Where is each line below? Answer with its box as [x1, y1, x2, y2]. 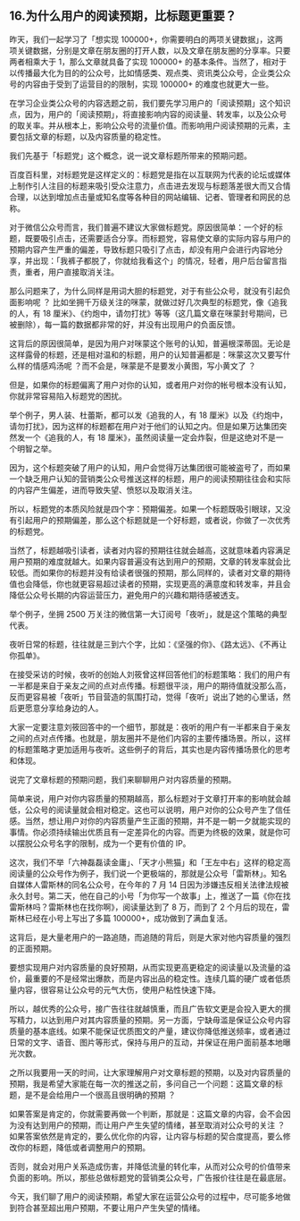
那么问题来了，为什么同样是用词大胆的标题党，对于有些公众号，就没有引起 [9, 285, 283, 296]
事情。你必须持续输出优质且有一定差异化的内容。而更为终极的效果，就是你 [9, 827, 283, 837]
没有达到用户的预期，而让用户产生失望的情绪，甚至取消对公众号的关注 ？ [16, 1119, 286, 1130]
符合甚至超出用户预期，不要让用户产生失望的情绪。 [16, 1202, 205, 1213]
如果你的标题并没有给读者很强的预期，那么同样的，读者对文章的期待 [39, 567, 291, 578]
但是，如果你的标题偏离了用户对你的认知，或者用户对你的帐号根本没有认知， [9, 379, 291, 390]
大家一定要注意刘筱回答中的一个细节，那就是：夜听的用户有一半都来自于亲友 [9, 721, 291, 732]
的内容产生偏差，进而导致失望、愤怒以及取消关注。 [9, 484, 197, 495]
